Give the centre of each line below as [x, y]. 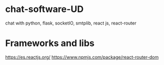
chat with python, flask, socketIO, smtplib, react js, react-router [71, 23]
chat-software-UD [44, 9]
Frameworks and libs [50, 43]
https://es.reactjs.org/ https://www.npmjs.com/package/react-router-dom [82, 57]
